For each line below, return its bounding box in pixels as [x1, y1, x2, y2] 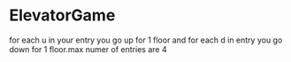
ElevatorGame [9, 5, 116, 26]
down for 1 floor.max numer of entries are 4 [9, 43, 167, 54]
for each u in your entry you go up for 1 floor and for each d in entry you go [9, 35, 283, 45]
